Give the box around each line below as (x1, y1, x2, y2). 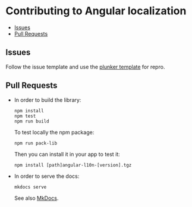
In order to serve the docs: (14, 172, 80, 180)
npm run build (14, 118, 49, 124)
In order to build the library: (14, 96, 81, 103)
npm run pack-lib (14, 140, 58, 146)
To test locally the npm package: (14, 128, 95, 136)
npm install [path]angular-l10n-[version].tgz (14, 162, 132, 168)
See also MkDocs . (14, 195, 59, 202)
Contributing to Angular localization (5, 4, 187, 18)
